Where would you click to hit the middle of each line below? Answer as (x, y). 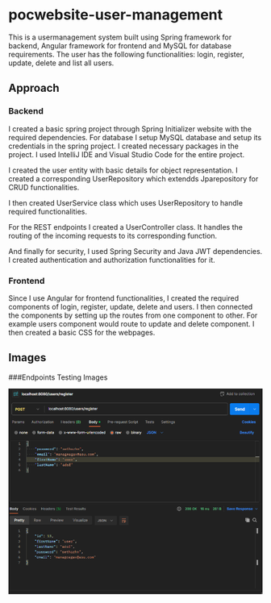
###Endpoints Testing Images (58, 377)
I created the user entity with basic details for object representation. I (123, 170)
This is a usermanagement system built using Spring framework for (120, 37)
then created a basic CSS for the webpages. (82, 332)
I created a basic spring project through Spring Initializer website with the (130, 129)
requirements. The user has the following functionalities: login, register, (126, 54)
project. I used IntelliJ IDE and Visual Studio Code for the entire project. (127, 154)
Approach (34, 88)
